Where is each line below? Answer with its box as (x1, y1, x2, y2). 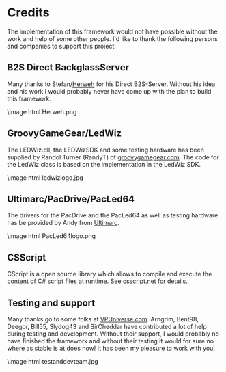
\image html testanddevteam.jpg (7, 358, 99, 365)
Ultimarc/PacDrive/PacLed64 (7, 193, 135, 204)
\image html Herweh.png (7, 107, 77, 116)
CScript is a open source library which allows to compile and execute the (7, 270, 212, 278)
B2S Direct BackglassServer (7, 62, 130, 73)
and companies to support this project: (7, 42, 116, 50)
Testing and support (7, 297, 96, 308)
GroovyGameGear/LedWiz (7, 128, 122, 139)
